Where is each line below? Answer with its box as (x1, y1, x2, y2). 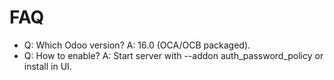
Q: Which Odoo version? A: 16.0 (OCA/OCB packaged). (23, 39, 251, 51)
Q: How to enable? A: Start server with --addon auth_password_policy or (23, 49, 324, 61)
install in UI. (23, 60, 72, 72)
